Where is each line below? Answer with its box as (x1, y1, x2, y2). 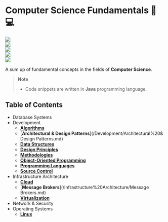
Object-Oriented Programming (20, 157, 86, 163)
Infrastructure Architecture (12, 173, 68, 179)
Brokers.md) (20, 190, 47, 196)
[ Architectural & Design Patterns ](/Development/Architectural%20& (20, 130, 163, 136)
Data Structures (20, 141, 55, 147)
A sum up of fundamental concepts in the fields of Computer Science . (5, 66, 153, 72)
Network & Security (12, 200, 54, 206)
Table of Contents (5, 101, 63, 109)
